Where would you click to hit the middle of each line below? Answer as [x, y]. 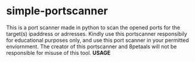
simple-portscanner [57, 11]
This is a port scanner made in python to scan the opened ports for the [93, 27]
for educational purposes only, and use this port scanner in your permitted [97, 40]
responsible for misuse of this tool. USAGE [58, 52]
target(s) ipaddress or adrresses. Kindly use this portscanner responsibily [97, 33]
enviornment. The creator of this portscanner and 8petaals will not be [92, 46]
